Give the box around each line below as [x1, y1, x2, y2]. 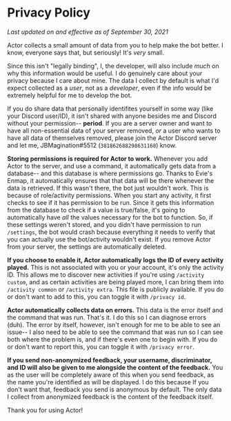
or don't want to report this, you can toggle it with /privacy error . [7, 342, 194, 351]
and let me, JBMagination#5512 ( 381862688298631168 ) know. [7, 141, 177, 149]
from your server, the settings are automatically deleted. [7, 242, 167, 251]
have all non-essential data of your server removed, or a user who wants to [7, 126, 221, 135]
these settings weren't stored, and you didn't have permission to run [7, 220, 201, 228]
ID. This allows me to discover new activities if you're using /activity [7, 271, 205, 279]
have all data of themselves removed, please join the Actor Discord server [7, 133, 217, 142]
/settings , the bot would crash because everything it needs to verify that [7, 228, 216, 236]
